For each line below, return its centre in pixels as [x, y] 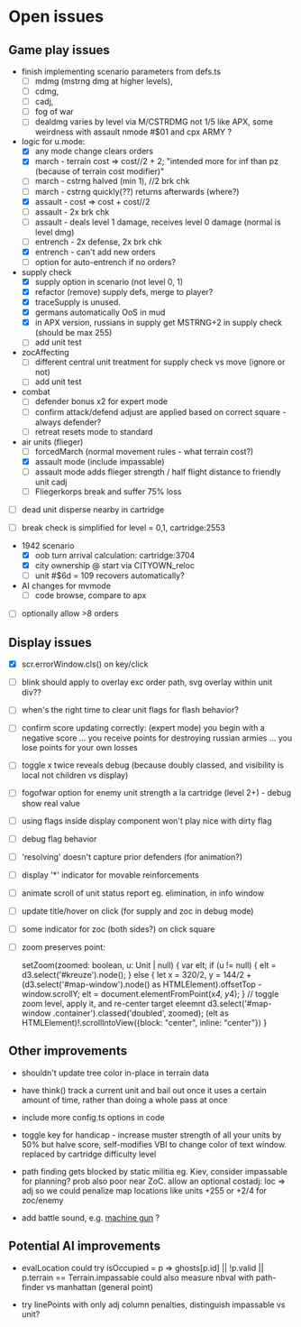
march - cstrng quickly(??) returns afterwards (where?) [137, 191]
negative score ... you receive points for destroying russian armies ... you [157, 738]
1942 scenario [48, 546]
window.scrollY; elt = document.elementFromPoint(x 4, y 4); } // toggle [150, 994]
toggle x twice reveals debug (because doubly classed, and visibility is [153, 765]
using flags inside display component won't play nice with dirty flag [146, 820]
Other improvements [68, 1051]
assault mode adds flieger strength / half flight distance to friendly [158, 472]
